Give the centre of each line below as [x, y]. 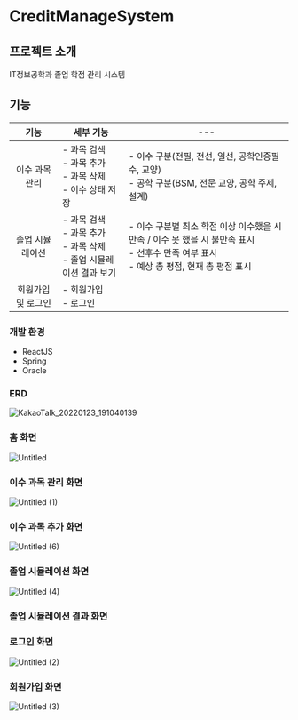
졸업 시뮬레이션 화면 [49, 572]
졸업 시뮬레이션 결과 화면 [59, 616]
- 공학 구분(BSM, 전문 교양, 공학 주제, [203, 182]
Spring [34, 361]
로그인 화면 [31, 642]
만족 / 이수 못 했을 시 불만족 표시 [192, 239]
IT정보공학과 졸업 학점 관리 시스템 [67, 74]
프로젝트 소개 [43, 51]
